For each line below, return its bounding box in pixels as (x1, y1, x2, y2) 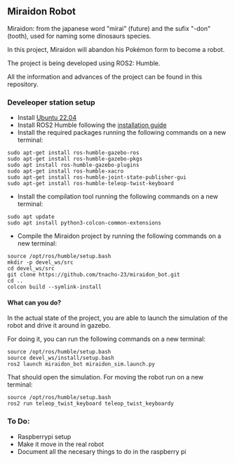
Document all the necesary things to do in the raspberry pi (17, 447, 187, 455)
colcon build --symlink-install (7, 283, 102, 290)
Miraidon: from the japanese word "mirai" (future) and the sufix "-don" (7, 24, 211, 32)
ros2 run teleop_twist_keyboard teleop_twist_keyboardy (7, 400, 174, 408)
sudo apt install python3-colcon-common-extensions (7, 220, 161, 227)
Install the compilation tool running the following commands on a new (17, 192, 219, 201)
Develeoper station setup (7, 98, 95, 107)
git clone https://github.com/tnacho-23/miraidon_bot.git (7, 271, 180, 279)
